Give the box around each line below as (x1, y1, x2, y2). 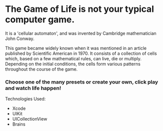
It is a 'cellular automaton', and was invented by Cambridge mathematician (5, 30, 157, 36)
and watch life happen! (5, 85, 62, 91)
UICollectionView (12, 116, 47, 122)
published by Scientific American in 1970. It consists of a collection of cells (5, 50, 157, 56)
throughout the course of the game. (5, 66, 78, 72)
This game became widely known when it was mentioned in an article (5, 45, 147, 51)
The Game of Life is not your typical (5, 3, 154, 15)
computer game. (5, 14, 75, 25)
